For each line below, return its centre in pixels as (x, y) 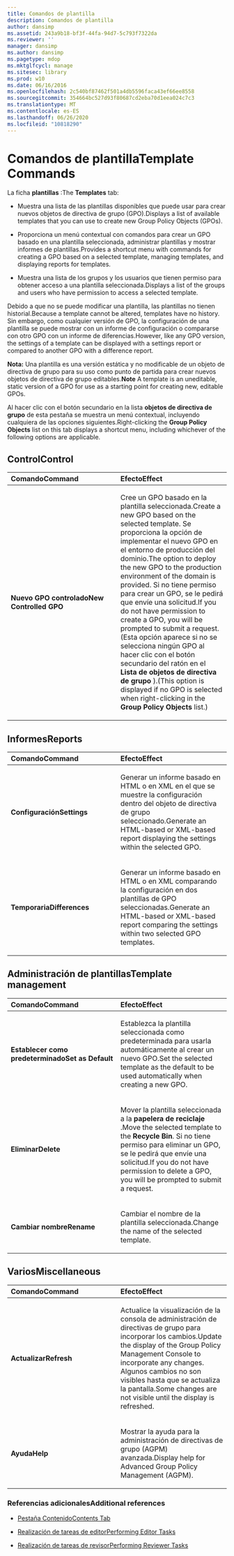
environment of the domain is (169, 576)
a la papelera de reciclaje (163, 1118)
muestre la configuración (162, 795)
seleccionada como (153, 1032)
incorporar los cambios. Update (171, 1336)
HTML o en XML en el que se (168, 786)
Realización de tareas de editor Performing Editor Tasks (96, 1532)
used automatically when (162, 1076)
